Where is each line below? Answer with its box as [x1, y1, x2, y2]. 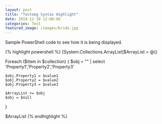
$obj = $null [5, 95, 32, 100]
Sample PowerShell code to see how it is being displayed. [5, 39, 122, 45]
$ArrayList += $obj [5, 91, 45, 96]
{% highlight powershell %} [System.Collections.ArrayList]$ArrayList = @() [5, 49, 158, 55]
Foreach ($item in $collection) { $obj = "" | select [5, 59, 105, 64]
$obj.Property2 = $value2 [5, 78, 58, 83]
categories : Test [5, 21, 41, 26]
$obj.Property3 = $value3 [5, 82, 58, 87]
